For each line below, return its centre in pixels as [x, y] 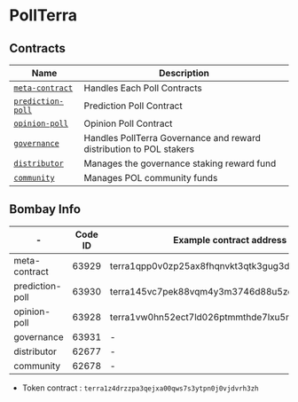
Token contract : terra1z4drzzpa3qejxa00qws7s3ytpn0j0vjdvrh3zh [140, 388]
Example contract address [230, 240]
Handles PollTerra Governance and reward [173, 138]
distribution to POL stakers [139, 149]
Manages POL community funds [151, 178]
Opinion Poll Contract [128, 123]
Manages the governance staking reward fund [180, 163]
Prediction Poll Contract [133, 106]
